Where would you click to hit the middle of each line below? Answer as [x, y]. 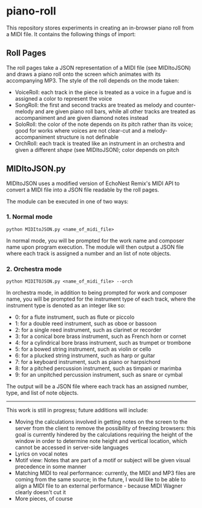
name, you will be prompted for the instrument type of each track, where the [101, 299]
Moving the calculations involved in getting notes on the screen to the [101, 422]
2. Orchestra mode [34, 269]
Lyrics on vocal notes [41, 454]
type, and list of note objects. [42, 393]
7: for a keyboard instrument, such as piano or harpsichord [87, 362]
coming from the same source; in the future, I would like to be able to [100, 480]
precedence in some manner [50, 467]
